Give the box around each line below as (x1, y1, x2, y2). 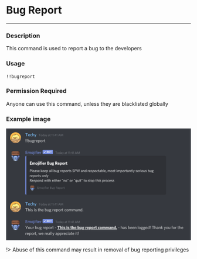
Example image (6, 115, 51, 123)
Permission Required (6, 87, 67, 95)
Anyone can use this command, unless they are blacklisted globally (6, 100, 169, 107)
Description (6, 32, 40, 40)
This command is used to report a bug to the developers (6, 45, 142, 52)
